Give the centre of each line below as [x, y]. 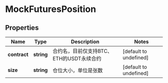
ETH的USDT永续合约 [77, 58]
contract [18, 54]
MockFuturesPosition [51, 9]
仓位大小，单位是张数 [77, 70]
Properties [22, 28]
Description [85, 42]
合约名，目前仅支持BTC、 [82, 51]
